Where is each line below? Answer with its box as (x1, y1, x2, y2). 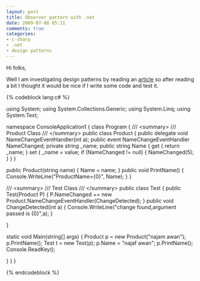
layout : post (6, 8, 39, 15)
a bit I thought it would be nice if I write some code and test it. (6, 82, 159, 89)
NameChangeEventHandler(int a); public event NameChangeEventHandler (6, 136, 190, 143)
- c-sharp (6, 36, 31, 42)
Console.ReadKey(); (6, 246, 56, 253)
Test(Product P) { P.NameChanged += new (6, 191, 113, 198)
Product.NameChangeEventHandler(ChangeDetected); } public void (6, 197, 174, 204)
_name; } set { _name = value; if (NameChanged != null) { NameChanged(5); (6, 148, 195, 155)
